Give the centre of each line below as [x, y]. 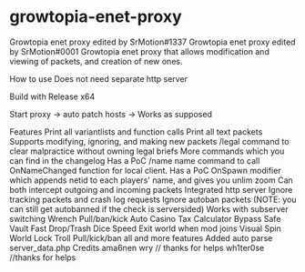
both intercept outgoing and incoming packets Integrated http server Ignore [151, 189]
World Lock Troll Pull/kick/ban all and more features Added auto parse [141, 237]
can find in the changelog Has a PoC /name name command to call [135, 160]
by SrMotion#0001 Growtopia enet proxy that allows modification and [140, 51]
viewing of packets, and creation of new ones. [96, 61]
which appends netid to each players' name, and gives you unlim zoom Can [151, 180]
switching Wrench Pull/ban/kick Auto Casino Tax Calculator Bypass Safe [145, 218]
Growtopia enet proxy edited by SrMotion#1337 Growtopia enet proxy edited [152, 42]
